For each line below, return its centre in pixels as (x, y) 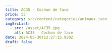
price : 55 (16, 14)
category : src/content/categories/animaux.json (56, 19)
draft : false (19, 42)
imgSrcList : (18, 24)
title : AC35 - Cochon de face (37, 10)
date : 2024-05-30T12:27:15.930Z (39, 38)
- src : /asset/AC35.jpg (35, 28)
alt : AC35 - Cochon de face (44, 33)
